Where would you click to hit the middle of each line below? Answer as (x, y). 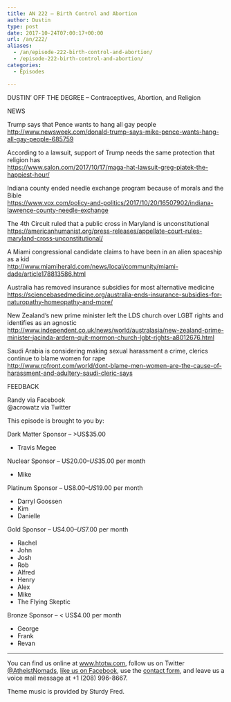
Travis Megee (37, 447)
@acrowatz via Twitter (39, 407)
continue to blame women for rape (56, 358)
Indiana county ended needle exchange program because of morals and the (115, 188)
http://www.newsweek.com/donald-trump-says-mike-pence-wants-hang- (113, 132)
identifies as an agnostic (42, 322)
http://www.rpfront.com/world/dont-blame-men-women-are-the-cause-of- (115, 365)
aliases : (20, 46)
